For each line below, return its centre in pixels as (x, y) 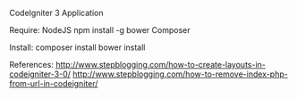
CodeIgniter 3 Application (56, 13)
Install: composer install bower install (77, 47)
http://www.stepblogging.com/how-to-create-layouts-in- (161, 65)
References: (31, 65)
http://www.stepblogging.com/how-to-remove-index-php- (180, 74)
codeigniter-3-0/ (40, 74)
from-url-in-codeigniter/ (54, 83)
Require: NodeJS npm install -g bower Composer (100, 30)
